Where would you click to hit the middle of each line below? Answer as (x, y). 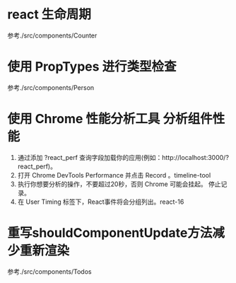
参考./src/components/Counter (52, 35)
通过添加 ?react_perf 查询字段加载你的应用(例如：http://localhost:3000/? (123, 157)
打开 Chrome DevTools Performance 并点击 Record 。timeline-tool (114, 175)
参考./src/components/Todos (49, 271)
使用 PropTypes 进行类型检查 (92, 67)
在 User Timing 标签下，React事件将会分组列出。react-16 (101, 202)
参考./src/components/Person (51, 87)
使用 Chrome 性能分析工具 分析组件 (110, 119)
